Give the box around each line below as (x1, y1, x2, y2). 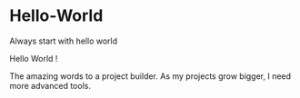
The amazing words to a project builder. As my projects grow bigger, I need (9, 70, 292, 82)
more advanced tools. (9, 80, 91, 91)
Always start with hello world (9, 35, 118, 46)
